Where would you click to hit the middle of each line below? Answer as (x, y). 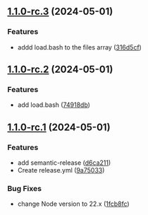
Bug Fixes (25, 188)
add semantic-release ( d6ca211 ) (64, 163)
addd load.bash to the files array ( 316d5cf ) (80, 47)
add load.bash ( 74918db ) (54, 105)
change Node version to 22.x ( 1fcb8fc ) (73, 204)
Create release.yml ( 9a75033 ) (61, 170)
